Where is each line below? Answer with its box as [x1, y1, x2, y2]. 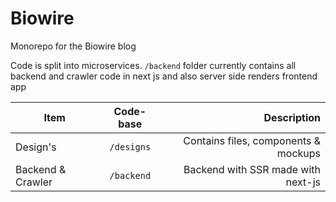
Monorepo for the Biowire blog [10, 40, 137, 52]
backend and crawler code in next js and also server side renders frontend [10, 70, 318, 82]
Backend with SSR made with [183, 162, 321, 176]
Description [263, 110, 321, 124]
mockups [276, 146, 321, 160]
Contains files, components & [183, 133, 321, 147]
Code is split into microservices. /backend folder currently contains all [10, 59, 297, 71]
